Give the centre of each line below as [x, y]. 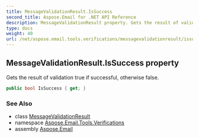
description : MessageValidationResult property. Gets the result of [92, 23]
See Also [19, 103]
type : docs [20, 28]
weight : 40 [20, 34]
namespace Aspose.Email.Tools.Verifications [69, 123]
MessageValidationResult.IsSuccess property [93, 63]
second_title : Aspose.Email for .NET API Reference [71, 17]
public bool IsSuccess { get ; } [46, 88]
